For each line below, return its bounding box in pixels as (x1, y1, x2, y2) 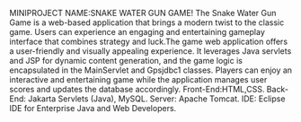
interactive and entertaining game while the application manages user (9, 74, 268, 84)
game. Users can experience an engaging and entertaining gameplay (9, 27, 265, 37)
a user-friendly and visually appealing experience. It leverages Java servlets (9, 46, 292, 57)
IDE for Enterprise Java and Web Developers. (9, 103, 177, 113)
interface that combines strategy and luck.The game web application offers (9, 36, 288, 47)
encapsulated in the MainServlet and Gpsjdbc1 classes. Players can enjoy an (9, 65, 293, 75)
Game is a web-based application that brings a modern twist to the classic (9, 17, 285, 28)
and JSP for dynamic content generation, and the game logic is (9, 56, 243, 65)
